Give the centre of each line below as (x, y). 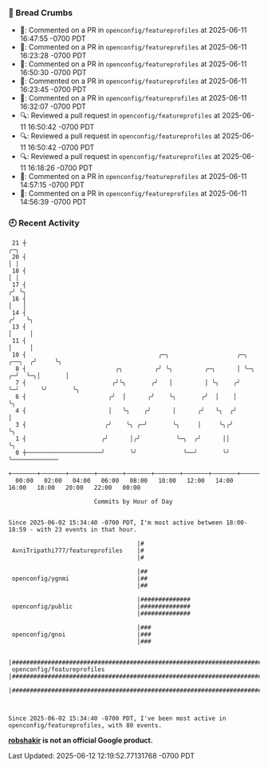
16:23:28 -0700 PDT (53, 56)
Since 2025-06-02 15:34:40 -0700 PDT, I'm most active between (116, 523)
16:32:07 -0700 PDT (53, 106)
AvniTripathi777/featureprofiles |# (78, 551)
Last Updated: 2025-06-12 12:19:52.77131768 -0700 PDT (102, 755)
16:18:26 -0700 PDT (60, 168)
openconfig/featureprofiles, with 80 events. (85, 725)
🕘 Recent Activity (44, 223)
